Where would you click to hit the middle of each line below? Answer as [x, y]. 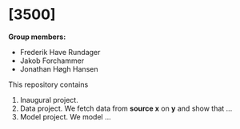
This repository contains [48, 84]
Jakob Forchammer [52, 61]
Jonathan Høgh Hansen [59, 68]
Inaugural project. [49, 100]
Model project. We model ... [66, 116]
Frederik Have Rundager [60, 52]
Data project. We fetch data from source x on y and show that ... [126, 108]
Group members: [37, 37]
